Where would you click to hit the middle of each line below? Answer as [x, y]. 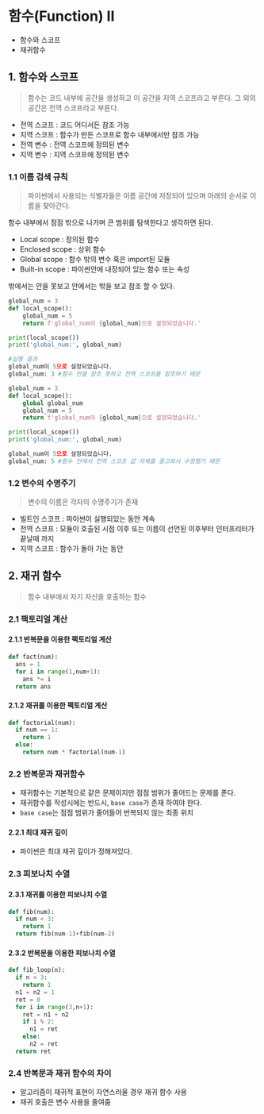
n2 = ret [44, 1044]
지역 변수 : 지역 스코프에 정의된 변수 [75, 154]
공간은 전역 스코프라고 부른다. [73, 107]
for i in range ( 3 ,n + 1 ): [54, 1007]
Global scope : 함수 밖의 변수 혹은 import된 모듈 [95, 260]
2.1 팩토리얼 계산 [38, 619]
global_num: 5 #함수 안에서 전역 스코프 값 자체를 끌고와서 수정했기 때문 [114, 461]
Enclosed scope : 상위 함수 [63, 249]
